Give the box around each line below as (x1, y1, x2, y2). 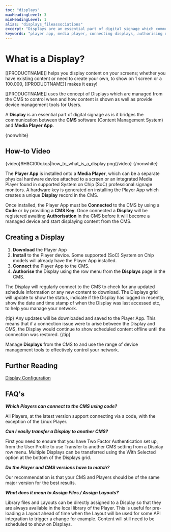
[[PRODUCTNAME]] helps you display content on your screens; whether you (5, 70, 166, 76)
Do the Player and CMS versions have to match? (5, 465, 110, 471)
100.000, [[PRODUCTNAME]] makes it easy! (5, 81, 98, 87)
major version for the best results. (5, 480, 76, 486)
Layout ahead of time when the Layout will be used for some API (25, 511, 161, 517)
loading (5, 511, 21, 517)
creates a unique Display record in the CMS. (5, 192, 99, 198)
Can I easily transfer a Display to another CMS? (5, 428, 108, 435)
